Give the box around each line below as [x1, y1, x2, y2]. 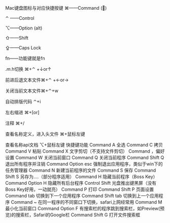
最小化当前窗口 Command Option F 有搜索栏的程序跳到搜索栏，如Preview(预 [5, 206, 165, 211]
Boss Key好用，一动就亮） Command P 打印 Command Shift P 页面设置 [5, 186, 154, 192]
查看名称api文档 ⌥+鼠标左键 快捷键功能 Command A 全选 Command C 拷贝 [5, 142, 163, 148]
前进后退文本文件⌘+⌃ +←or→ [5, 77, 69, 83]
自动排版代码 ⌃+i [5, 99, 41, 104]
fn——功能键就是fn [5, 55, 45, 61]
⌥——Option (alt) [5, 25, 43, 31]
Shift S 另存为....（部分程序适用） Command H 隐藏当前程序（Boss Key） [5, 174, 158, 180]
